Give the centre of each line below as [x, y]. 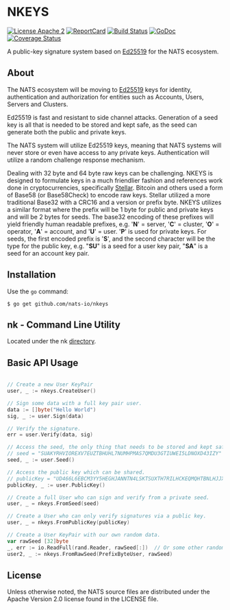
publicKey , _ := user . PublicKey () [56, 485]
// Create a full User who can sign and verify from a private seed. [108, 498]
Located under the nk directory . [52, 341]
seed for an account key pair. [48, 253]
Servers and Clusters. [38, 104]
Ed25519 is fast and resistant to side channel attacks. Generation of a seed [112, 117]
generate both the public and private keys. [67, 132]
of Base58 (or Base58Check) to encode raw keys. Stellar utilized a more [109, 195]
